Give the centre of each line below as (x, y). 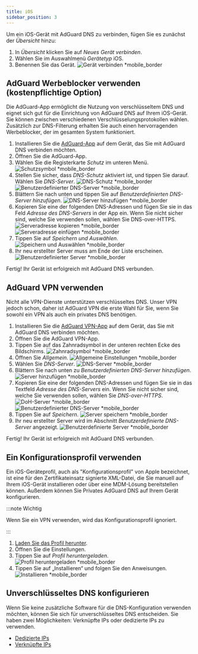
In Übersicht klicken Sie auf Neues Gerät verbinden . (78, 52)
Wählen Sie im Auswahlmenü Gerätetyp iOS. (69, 58)
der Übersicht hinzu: (31, 40)
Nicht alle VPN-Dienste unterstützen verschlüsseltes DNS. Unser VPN (92, 302)
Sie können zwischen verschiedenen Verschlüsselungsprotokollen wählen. (98, 120)
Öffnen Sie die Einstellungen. (50, 549)
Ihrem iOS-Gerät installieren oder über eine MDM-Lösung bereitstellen (92, 484)
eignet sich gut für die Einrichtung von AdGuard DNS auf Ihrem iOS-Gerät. (97, 113)
